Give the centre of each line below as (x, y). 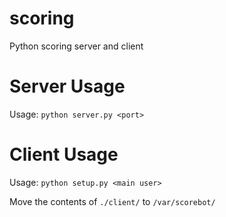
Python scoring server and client (76, 46)
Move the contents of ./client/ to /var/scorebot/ (112, 201)
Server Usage (67, 86)
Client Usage (64, 154)
